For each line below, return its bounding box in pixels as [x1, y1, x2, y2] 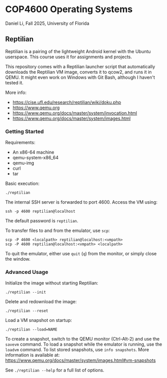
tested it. [5, 79, 24, 85]
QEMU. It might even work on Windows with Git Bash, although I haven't [5, 74, 155, 80]
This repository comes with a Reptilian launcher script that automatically [5, 63, 155, 69]
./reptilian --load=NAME [5, 327, 58, 332]
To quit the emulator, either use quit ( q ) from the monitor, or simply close [5, 251, 157, 257]
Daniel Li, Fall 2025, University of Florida [5, 20, 90, 26]
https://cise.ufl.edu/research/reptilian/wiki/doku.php [12, 99, 121, 105]
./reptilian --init [5, 290, 46, 295]
